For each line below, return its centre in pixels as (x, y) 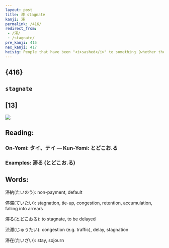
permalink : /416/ (23, 24)
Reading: (20, 133)
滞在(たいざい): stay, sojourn (35, 240)
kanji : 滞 (15, 19)
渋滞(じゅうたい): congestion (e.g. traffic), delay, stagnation (67, 230)
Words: (17, 179)
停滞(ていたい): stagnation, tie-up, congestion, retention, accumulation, (79, 203)
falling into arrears (24, 209)
